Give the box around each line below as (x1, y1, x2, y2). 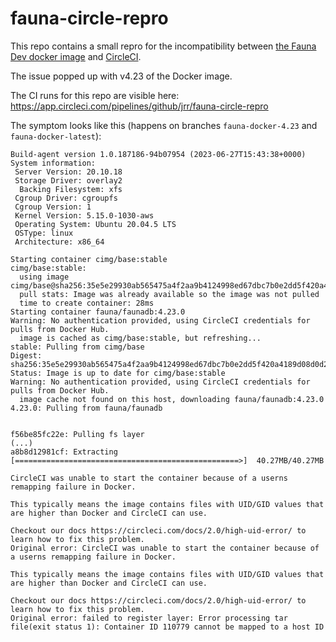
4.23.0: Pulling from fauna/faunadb (10, 403, 163, 413)
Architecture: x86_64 (14, 237, 105, 247)
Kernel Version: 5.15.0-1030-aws (14, 210, 155, 221)
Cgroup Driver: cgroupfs (14, 193, 118, 203)
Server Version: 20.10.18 (14, 167, 123, 177)
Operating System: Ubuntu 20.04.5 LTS (14, 219, 177, 229)
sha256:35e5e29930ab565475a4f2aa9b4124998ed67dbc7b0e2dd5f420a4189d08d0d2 (10, 359, 329, 369)
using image (19, 272, 70, 282)
